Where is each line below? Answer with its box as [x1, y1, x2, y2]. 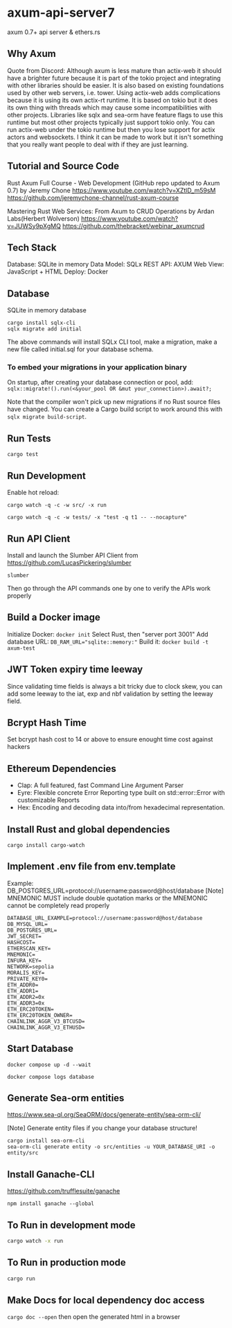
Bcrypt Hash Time [7, 716, 87, 728]
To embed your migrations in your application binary [7, 362, 187, 372]
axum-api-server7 [7, 5, 116, 21]
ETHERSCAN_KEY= [7, 945, 51, 952]
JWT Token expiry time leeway [7, 664, 143, 675]
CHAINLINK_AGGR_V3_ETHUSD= [7, 1024, 85, 1031]
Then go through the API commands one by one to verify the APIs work [7, 584, 211, 592]
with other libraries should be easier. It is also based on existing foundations [7, 81, 224, 90]
